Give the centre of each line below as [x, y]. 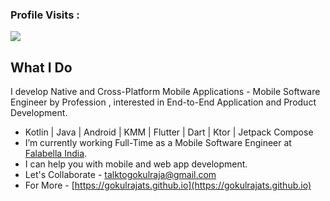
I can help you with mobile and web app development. [136, 164]
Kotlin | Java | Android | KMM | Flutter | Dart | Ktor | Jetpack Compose [169, 132]
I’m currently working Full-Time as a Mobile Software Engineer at [158, 143]
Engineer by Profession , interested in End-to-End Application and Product [163, 102]
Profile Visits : [45, 15]
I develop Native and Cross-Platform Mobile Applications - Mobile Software [165, 92]
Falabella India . [56, 154]
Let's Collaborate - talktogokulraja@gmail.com [120, 175]
